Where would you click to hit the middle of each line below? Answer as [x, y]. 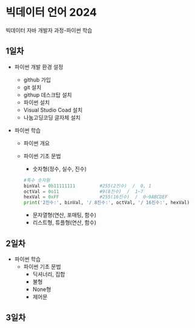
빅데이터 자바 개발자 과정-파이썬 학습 [49, 30]
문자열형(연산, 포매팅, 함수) [64, 215]
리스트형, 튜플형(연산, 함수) [64, 223]
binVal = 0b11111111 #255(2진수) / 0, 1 [88, 186]
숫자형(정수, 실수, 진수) [60, 169]
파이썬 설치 [36, 102]
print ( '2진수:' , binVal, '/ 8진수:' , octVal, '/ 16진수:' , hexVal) [107, 203]
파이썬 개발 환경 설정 [39, 66]
